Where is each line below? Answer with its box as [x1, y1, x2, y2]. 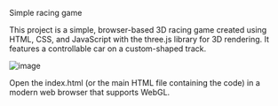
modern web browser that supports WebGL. [9, 87, 171, 97]
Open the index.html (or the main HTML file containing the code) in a [9, 78, 260, 87]
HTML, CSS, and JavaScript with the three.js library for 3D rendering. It [9, 34, 269, 44]
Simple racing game [9, 8, 83, 18]
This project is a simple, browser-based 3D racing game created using [9, 25, 267, 34]
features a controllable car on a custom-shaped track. [9, 43, 207, 54]
